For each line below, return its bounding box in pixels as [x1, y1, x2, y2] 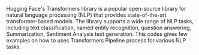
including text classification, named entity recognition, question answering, [6, 24, 192, 31]
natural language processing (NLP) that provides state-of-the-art [6, 11, 167, 19]
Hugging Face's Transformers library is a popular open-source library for [6, 5, 186, 12]
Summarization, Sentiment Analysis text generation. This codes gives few [6, 30, 188, 38]
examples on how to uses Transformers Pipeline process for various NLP [6, 37, 186, 44]
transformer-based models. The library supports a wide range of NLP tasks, [6, 18, 194, 25]
